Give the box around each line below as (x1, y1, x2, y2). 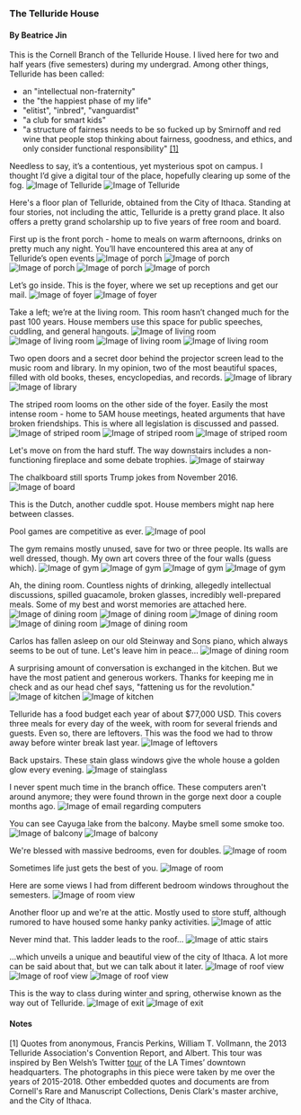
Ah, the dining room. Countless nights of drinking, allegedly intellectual (9, 580, 271, 591)
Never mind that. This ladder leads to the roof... (9, 934, 184, 945)
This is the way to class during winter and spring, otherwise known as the (9, 988, 282, 999)
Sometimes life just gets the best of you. (9, 862, 159, 874)
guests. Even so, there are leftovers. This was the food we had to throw (9, 727, 273, 739)
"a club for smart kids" (22, 115, 106, 126)
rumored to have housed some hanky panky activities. (9, 916, 210, 928)
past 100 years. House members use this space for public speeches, (9, 317, 263, 327)
